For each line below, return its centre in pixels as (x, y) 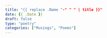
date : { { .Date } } (24, 14)
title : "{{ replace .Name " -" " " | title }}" (54, 10)
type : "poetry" (21, 23)
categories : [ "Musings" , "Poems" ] (41, 28)
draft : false (18, 19)
